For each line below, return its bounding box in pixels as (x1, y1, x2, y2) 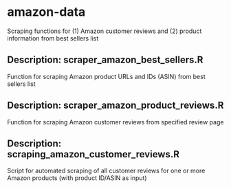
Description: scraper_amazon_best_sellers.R (7, 54, 203, 66)
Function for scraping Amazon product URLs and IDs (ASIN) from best (7, 72, 206, 80)
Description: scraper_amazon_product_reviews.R (7, 100, 224, 111)
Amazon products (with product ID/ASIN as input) (7, 174, 147, 182)
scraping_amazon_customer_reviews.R (7, 148, 180, 160)
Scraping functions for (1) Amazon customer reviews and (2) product (7, 27, 202, 35)
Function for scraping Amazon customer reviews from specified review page (7, 118, 224, 126)
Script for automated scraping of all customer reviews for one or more (7, 166, 206, 175)
